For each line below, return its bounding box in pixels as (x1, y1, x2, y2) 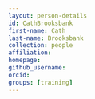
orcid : (8, 71, 30, 79)
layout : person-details (8, 11, 88, 20)
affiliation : (8, 49, 52, 57)
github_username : (8, 64, 66, 72)
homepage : (8, 57, 42, 65)
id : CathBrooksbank (8, 19, 73, 27)
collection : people (8, 42, 73, 49)
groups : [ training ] (8, 78, 73, 86)
